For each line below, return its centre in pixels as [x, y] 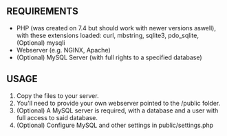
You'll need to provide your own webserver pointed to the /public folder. [118, 103]
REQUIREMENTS [42, 11]
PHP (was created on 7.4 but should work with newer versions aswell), [116, 28]
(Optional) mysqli [41, 42]
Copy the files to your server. [57, 95]
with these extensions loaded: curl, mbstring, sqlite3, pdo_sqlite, [107, 35]
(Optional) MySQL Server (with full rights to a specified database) [109, 57]
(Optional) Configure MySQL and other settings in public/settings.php [115, 125]
